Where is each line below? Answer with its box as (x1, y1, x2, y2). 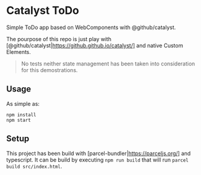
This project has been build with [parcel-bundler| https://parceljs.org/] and (6, 150, 191, 157)
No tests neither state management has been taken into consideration (21, 60, 196, 67)
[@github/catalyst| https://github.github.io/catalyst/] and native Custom (6, 42, 183, 49)
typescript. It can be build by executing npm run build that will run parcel (6, 156, 189, 163)
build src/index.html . (6, 162, 62, 170)
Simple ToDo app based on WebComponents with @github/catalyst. (6, 24, 176, 31)
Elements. (6, 48, 31, 55)
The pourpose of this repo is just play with (6, 35, 112, 42)
